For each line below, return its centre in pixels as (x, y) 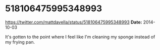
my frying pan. (20, 42)
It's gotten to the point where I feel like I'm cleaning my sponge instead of (80, 37)
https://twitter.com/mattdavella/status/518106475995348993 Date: (74, 22)
